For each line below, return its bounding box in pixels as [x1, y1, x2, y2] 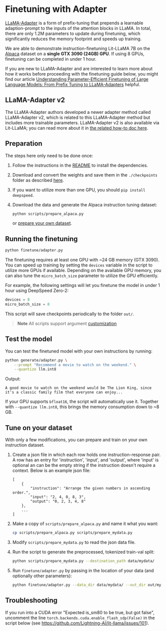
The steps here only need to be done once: [5, 153, 93, 159]
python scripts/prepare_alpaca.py [12, 211, 84, 216]
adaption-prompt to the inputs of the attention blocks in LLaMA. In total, [5, 25, 152, 31]
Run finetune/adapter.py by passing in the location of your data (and [12, 567, 154, 573]
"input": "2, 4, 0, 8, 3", [30, 495, 86, 500]
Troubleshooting [5, 596, 58, 605]
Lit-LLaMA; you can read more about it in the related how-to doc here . [5, 125, 149, 131]
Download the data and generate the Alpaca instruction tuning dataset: [12, 201, 158, 207]
